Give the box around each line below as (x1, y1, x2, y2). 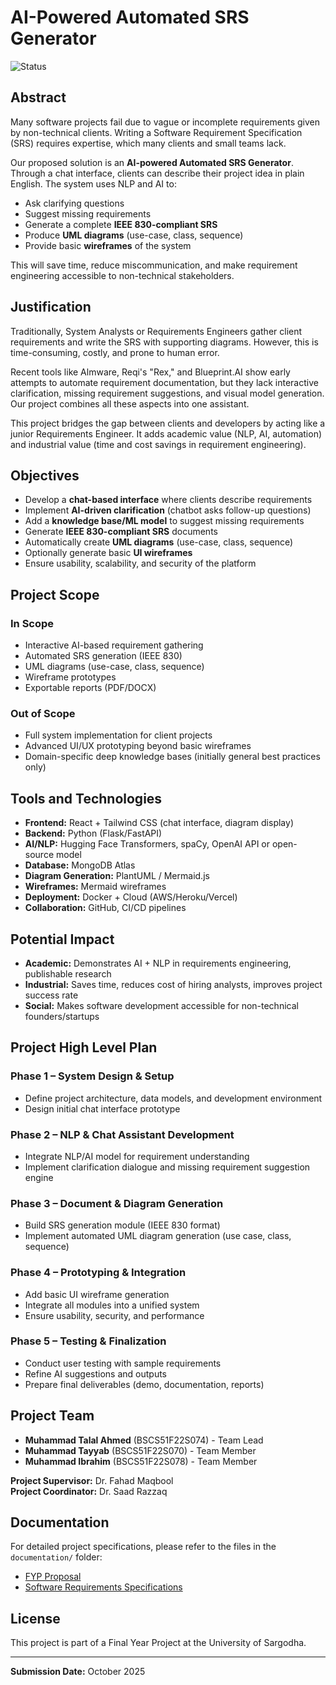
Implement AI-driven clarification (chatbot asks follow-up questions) (24, 504, 312, 516)
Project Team (10, 1407, 95, 1425)
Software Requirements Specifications (24, 1581, 183, 1593)
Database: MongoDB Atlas (24, 859, 136, 871)
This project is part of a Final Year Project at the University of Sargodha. (10, 1637, 307, 1649)
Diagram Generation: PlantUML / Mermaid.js (24, 870, 210, 882)
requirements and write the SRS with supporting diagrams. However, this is (10, 336, 319, 348)
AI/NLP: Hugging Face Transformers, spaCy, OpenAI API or (24, 838, 271, 850)
